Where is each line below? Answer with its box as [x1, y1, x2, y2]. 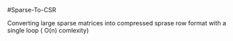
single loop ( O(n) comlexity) [7, 27, 89, 34]
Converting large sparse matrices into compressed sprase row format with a [7, 19, 227, 27]
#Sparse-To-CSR [7, 6, 57, 14]
